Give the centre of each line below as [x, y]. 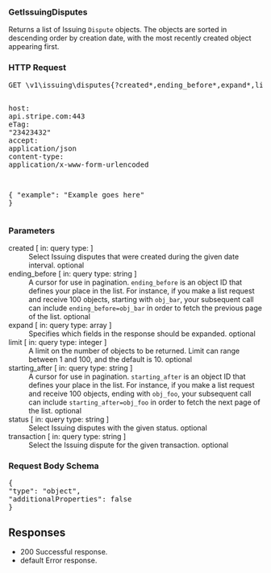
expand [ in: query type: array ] [60, 325]
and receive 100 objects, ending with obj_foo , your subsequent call [140, 393]
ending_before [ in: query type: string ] [73, 273]
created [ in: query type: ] [51, 247]
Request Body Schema [54, 466]
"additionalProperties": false [70, 499]
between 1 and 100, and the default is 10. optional [110, 359]
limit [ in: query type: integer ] [58, 342]
